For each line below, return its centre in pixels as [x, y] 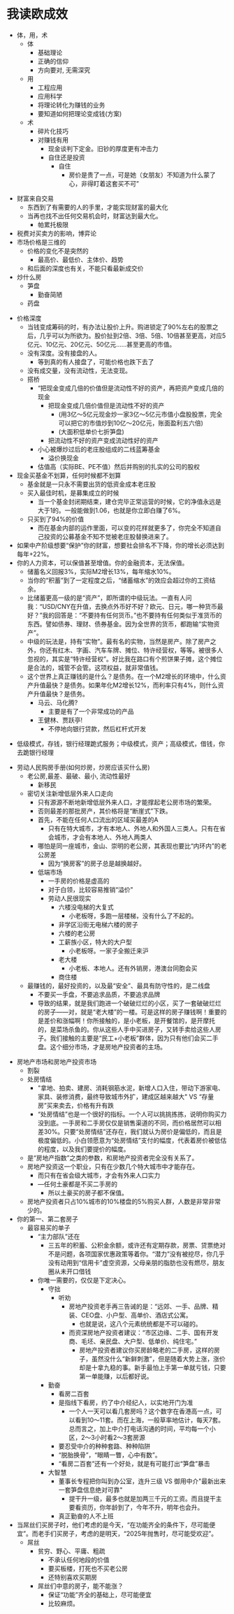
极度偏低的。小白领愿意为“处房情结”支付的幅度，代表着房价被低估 [132, 1140]
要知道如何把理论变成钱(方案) [80, 113]
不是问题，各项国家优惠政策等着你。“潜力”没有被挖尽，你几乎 [136, 1254]
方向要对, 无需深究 [64, 70]
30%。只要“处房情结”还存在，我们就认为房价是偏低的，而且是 [133, 1131]
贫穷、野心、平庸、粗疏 [71, 1551]
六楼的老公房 [77, 933]
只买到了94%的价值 [56, 519]
